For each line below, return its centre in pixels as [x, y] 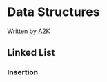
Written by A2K [29, 31]
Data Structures [53, 12]
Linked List [31, 53]
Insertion [23, 72]
